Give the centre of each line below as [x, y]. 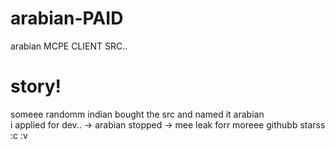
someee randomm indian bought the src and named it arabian [137, 114]
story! [36, 86]
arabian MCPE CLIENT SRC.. [69, 46]
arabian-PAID [67, 18]
